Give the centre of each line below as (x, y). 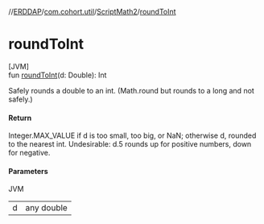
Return (20, 118)
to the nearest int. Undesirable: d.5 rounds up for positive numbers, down (130, 144)
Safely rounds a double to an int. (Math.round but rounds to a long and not (132, 90)
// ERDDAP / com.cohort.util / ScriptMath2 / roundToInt (92, 12)
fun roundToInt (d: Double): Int (58, 75)
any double (47, 208)
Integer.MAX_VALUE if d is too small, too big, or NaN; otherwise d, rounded (132, 135)
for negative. (29, 153)
